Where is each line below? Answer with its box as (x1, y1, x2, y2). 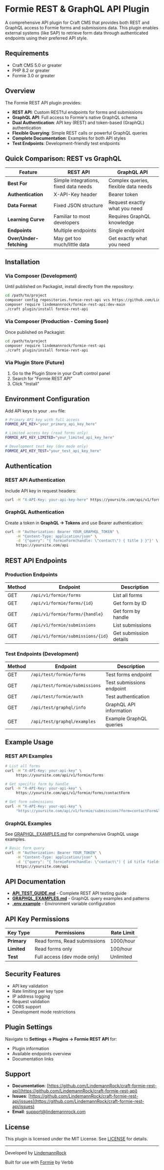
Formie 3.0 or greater (12, 72, 55, 79)
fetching (7, 241, 28, 248)
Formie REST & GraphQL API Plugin (5, 3, 150, 15)
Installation (5, 258, 40, 266)
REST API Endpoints (5, 556, 67, 565)
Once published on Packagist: (5, 329, 65, 335)
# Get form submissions (5, 800, 54, 804)
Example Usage (5, 738, 54, 746)
